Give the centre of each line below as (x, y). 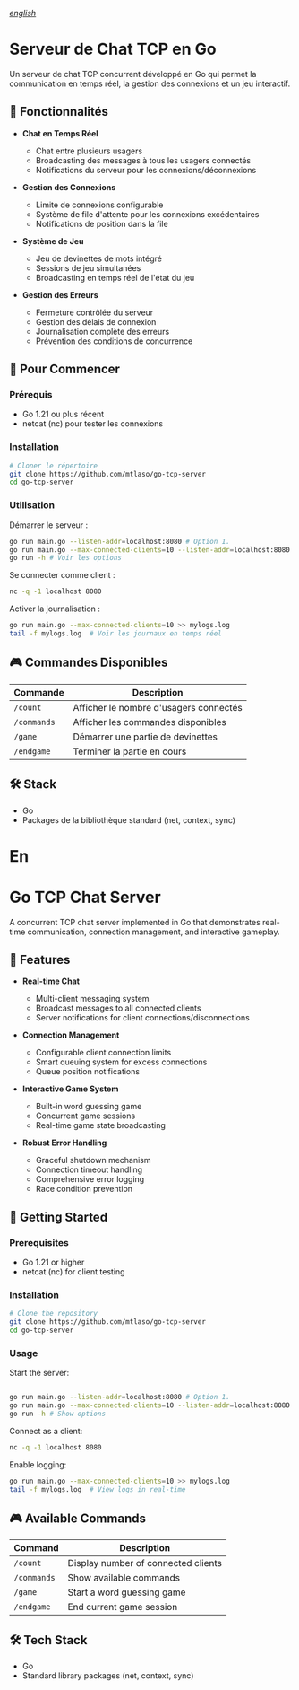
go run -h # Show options (57, 1414)
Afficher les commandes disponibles (149, 722)
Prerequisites (39, 1242)
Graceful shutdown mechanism (93, 1160)
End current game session (123, 1607)
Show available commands (124, 1578)
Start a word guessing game (127, 1592)
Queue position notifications (88, 1072)
